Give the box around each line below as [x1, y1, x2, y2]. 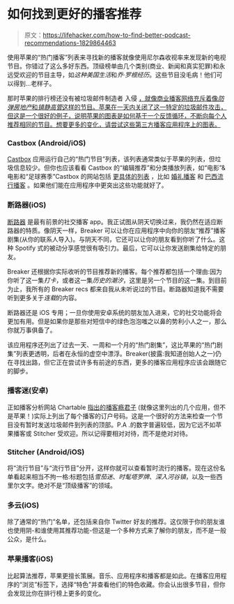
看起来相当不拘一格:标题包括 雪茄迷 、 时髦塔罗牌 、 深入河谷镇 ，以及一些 [13, 473, 217, 481]
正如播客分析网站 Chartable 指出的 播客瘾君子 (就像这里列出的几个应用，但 [7, 403, 220, 411]
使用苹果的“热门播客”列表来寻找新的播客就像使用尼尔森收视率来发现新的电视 [7, 53, 226, 61]
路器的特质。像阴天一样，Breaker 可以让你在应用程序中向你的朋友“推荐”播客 [7, 226, 226, 235]
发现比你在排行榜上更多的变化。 [13, 589, 105, 597]
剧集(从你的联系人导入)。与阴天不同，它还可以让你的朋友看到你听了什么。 [7, 235, 219, 243]
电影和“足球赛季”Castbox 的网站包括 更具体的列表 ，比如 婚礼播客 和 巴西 [7, 172, 218, 181]
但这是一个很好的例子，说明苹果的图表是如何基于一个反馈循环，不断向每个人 [7, 111, 227, 119]
